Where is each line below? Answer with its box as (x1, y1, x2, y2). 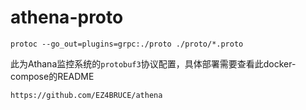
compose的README (10, 70, 95, 82)
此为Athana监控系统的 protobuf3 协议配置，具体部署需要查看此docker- (10, 57, 297, 70)
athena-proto (10, 6, 124, 29)
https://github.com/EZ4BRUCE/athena (10, 90, 163, 100)
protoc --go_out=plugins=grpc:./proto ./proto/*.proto (10, 39, 244, 49)
